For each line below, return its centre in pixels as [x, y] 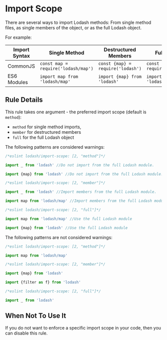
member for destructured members [46, 132]
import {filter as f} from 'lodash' [43, 282]
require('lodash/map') [66, 68]
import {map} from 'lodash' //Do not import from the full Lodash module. [84, 174]
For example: [19, 37]
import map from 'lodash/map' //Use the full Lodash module [69, 219]
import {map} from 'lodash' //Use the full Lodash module [66, 228]
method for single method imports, [47, 127]
